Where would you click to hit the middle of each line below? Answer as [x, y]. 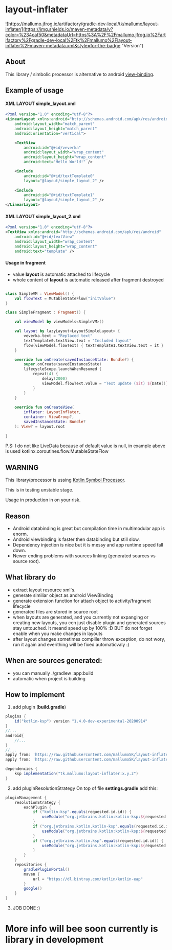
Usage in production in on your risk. [43, 500]
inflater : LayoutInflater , [52, 412]
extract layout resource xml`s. [44, 590]
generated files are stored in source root [55, 611]
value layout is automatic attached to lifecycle [61, 274]
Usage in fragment [26, 263]
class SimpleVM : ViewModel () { [40, 294]
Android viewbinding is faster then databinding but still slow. [76, 539]
